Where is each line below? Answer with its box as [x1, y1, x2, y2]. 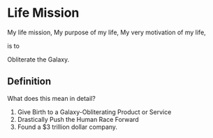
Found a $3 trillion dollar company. [17, 123, 117, 131]
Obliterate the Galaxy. [7, 55, 70, 64]
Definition [7, 76, 51, 88]
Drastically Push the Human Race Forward [17, 115, 140, 123]
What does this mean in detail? [7, 94, 96, 102]
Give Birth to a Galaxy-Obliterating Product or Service [17, 107, 172, 116]
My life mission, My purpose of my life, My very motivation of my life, [7, 28, 206, 36]
